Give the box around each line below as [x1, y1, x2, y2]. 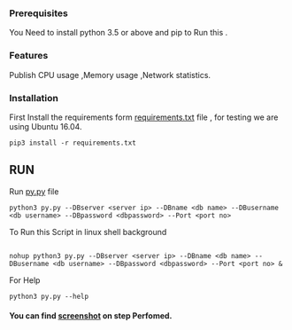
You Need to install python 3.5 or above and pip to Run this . [9, 27, 228, 38]
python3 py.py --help [9, 292, 89, 301]
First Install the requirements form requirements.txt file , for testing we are [9, 112, 279, 122]
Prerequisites [9, 7, 68, 20]
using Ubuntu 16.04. [9, 121, 82, 131]
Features [9, 50, 49, 62]
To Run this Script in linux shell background [9, 226, 167, 237]
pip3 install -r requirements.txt [9, 138, 137, 147]
